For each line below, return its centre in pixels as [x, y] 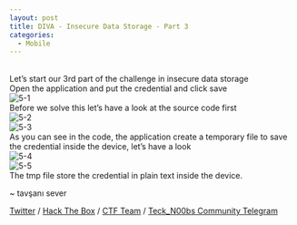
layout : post [34, 18]
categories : [32, 35]
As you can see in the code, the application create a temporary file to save [148, 137]
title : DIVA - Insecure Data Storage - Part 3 [99, 26]
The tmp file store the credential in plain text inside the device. [126, 176]
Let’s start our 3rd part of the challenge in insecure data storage [129, 79]
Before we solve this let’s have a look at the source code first [124, 108]
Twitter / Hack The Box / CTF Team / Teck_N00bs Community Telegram [144, 211]
